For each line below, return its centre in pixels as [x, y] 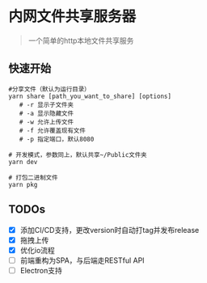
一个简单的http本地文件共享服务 [81, 40]
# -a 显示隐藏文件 [46, 113]
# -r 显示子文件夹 [46, 105]
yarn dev [23, 162]
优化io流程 [37, 250]
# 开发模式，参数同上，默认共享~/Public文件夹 [78, 154]
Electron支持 [41, 270]
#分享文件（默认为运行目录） [49, 89]
